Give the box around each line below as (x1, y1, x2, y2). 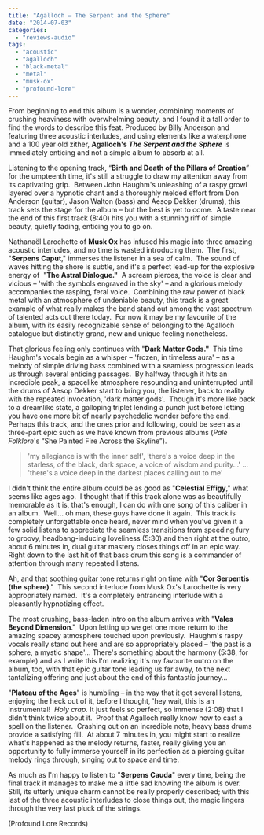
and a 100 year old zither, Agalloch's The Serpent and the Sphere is (8, 139, 230, 150)
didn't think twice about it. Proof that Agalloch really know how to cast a (8, 713, 244, 722)
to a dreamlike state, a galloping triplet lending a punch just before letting (8, 403, 245, 412)
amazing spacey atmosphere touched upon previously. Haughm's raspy (8, 631, 244, 641)
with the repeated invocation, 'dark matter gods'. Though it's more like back (8, 394, 255, 404)
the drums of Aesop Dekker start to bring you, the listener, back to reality (8, 386, 245, 396)
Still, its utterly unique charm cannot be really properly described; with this (8, 787, 250, 796)
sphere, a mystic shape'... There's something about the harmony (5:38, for (8, 648, 249, 657)
